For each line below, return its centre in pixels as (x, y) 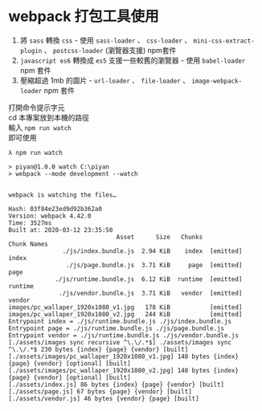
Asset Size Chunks (160, 237)
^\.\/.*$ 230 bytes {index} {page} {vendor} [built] (98, 349)
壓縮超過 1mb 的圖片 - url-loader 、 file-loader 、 (105, 80)
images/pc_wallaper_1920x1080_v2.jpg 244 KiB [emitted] (125, 314)
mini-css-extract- (224, 41)
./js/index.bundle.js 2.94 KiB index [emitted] (152, 251)
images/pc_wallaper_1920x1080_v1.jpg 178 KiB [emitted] (125, 307)
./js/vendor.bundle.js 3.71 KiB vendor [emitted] (151, 293)
